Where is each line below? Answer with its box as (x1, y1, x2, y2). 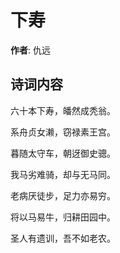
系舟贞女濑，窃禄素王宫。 (10, 126, 116, 138)
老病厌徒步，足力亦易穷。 (10, 189, 116, 201)
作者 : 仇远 (10, 44, 51, 56)
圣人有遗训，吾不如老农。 (10, 232, 116, 244)
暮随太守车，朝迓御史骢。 (10, 147, 116, 159)
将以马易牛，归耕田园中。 (10, 211, 116, 223)
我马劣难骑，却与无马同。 (10, 168, 116, 180)
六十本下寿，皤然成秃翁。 (10, 104, 116, 116)
